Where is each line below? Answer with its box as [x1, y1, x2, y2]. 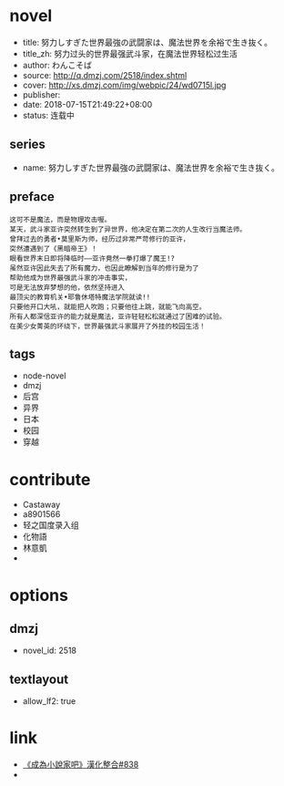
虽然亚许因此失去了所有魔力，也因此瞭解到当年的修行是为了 [9, 264, 199, 273]
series [9, 137, 46, 152]
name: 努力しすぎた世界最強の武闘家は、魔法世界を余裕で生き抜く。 [22, 161, 280, 173]
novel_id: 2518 [22, 645, 77, 657]
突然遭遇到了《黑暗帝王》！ [9, 243, 98, 253]
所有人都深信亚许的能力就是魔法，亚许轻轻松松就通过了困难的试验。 [9, 312, 227, 321]
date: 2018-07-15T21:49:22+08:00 [22, 98, 153, 109]
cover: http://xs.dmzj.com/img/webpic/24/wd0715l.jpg [22, 79, 227, 90]
